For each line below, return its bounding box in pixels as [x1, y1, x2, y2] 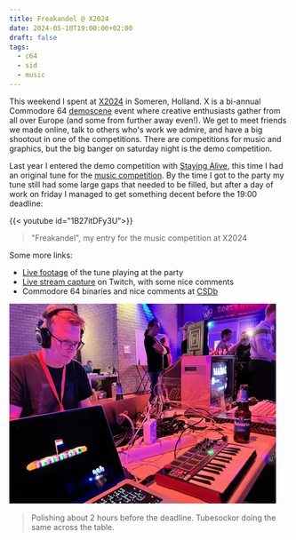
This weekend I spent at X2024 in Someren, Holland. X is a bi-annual [9, 96, 261, 107]
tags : [9, 43, 29, 52]
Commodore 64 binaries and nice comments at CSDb [21, 285, 219, 297]
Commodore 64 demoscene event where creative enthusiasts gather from [9, 105, 281, 115]
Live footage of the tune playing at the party [21, 266, 184, 277]
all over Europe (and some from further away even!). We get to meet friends [9, 115, 287, 125]
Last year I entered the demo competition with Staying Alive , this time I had [9, 160, 284, 171]
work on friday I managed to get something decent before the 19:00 [9, 188, 258, 199]
